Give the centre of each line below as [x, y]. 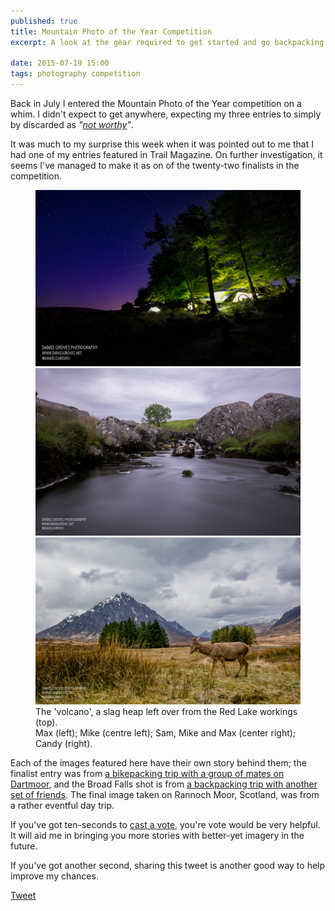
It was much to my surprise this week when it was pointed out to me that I [162, 144]
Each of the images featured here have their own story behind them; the [158, 763]
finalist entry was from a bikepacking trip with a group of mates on [147, 774]
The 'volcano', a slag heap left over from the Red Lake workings [166, 712]
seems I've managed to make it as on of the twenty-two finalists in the [155, 165]
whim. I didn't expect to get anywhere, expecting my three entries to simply [166, 114]
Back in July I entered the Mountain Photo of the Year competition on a [156, 103]
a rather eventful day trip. [62, 806]
